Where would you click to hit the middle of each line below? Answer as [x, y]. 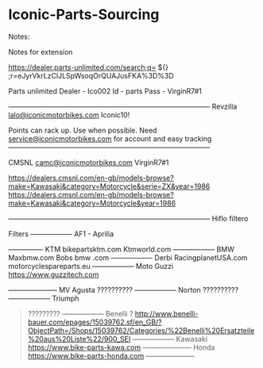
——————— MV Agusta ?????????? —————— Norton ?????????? [124, 289]
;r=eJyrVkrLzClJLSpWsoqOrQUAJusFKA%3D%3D [91, 75]
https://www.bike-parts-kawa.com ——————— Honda [121, 347]
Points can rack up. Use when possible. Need [83, 130]
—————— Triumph [44, 298]
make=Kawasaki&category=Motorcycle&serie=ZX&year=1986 [109, 186]
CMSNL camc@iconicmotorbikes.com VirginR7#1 [89, 162]
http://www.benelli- [166, 313]
